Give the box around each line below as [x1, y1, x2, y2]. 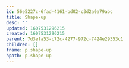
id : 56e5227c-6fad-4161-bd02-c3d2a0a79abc [6, 8, 113, 15]
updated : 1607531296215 [6, 25, 65, 31]
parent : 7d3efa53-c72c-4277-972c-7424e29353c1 [6, 36, 124, 42]
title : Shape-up [6, 14, 46, 20]
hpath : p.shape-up [6, 53, 52, 59]
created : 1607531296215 [6, 31, 65, 37]
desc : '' [6, 20, 28, 25]
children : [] [6, 42, 39, 48]
